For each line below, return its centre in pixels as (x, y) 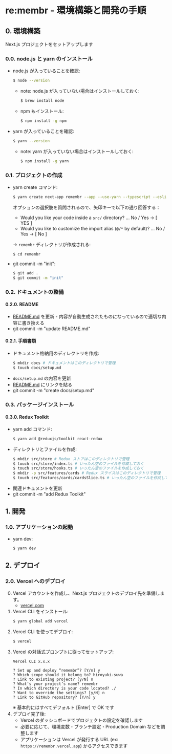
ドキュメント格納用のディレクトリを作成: (56, 353)
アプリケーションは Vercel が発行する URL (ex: (69, 740)
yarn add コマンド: (33, 429)
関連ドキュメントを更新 (37, 488)
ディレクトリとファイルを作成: (45, 449)
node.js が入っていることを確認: (46, 71)
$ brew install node (42, 101)
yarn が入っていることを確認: (43, 131)
